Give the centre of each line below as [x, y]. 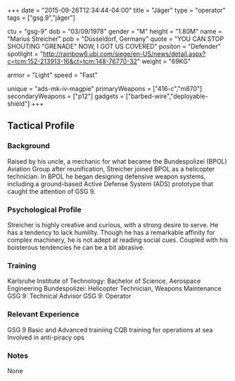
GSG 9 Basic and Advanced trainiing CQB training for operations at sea [110, 329]
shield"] [19, 104]
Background [29, 146]
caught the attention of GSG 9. [52, 191]
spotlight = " [25, 54]
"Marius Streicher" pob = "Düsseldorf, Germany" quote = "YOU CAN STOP [115, 39]
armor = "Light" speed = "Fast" [52, 75]
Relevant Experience [43, 315]
